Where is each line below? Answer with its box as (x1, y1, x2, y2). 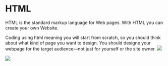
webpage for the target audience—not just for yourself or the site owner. (5, 45, 156, 51)
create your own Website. (5, 24, 59, 30)
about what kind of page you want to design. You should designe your (5, 39, 151, 45)
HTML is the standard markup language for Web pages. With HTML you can (5, 19, 163, 25)
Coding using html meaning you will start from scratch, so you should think (5, 34, 161, 40)
